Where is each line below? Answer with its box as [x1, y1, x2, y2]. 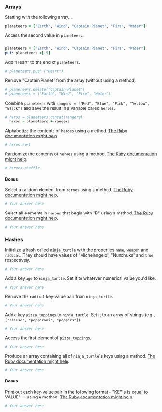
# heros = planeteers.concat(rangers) [5, 115, 83, 120]
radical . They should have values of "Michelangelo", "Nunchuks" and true [5, 252, 154, 258]
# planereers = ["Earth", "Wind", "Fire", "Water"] [5, 91, 111, 96]
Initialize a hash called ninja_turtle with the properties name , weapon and [5, 247, 148, 253]
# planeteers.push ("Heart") [5, 69, 64, 74]
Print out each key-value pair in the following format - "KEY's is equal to [5, 389, 148, 395]
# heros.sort [5, 142, 31, 147]
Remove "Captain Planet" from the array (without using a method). [5, 77, 137, 83]
